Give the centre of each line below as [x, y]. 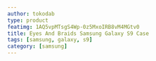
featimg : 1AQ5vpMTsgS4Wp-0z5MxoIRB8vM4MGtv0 [73, 27]
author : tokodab [31, 14]
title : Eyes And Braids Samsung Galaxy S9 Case [78, 33]
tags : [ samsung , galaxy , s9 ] [50, 40]
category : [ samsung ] [38, 46]
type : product [28, 20]
